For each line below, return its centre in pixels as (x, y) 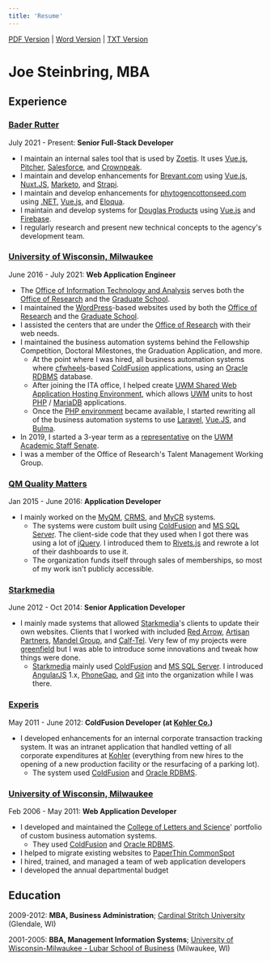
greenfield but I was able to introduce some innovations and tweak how (139, 649)
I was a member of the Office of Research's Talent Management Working (142, 454)
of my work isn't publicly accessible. (93, 569)
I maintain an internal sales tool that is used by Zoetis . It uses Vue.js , (134, 158)
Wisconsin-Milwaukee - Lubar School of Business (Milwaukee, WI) (119, 948)
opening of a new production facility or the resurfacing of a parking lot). (140, 764)
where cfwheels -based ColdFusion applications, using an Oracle (140, 368)
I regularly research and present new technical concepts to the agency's (141, 227)
